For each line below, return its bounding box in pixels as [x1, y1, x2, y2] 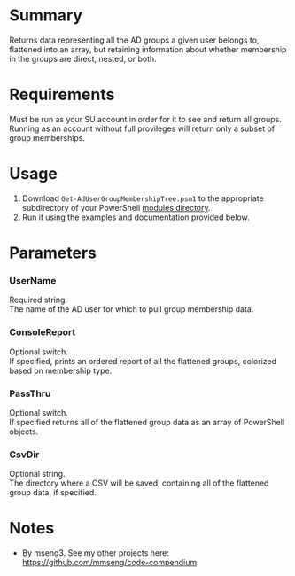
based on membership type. [9, 365, 113, 376]
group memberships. [9, 132, 86, 143]
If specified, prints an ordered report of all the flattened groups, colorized [9, 355, 277, 366]
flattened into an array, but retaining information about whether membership [9, 43, 287, 54]
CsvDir [9, 448, 40, 461]
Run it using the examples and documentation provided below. [21, 212, 250, 222]
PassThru [9, 387, 51, 400]
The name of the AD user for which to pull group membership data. [9, 304, 254, 315]
